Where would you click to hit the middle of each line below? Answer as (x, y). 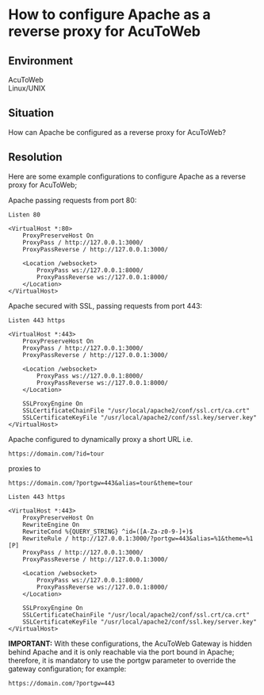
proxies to (25, 468)
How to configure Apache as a (110, 15)
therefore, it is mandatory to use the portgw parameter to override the (122, 660)
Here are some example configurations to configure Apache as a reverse (127, 176)
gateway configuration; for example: (67, 669)
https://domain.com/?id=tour (56, 454)
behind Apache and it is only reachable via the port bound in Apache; (121, 651)
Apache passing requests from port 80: (73, 200)
